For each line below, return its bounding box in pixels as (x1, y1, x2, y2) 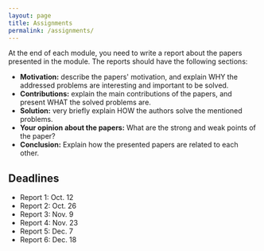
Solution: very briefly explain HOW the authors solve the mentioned (19, 106, 243, 116)
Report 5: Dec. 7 (19, 226, 74, 236)
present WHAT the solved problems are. (19, 97, 151, 108)
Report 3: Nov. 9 (19, 210, 74, 219)
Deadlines (8, 171, 60, 185)
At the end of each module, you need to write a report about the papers (8, 49, 243, 58)
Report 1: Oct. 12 (19, 193, 74, 202)
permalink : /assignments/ (8, 26, 94, 34)
